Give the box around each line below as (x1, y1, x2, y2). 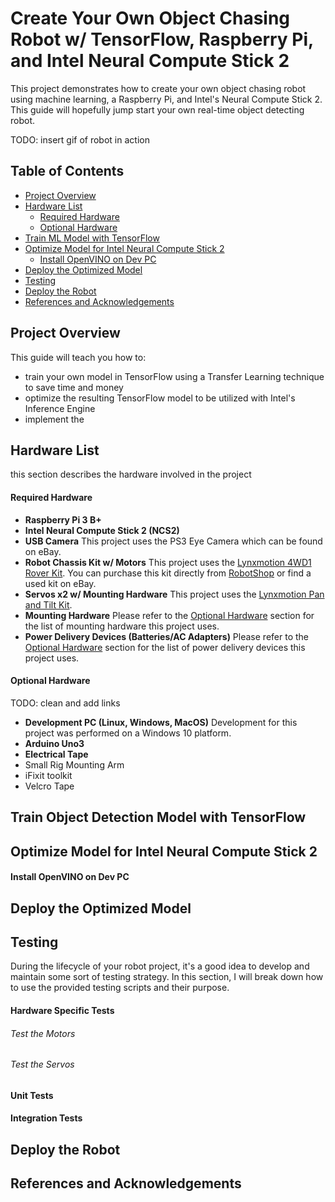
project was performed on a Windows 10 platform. (24, 727, 232, 739)
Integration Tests (10, 1112, 83, 1124)
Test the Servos (10, 1058, 75, 1071)
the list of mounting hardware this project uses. (24, 620, 220, 632)
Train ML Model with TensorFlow (24, 232, 160, 244)
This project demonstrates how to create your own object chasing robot (10, 82, 307, 94)
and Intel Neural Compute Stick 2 (10, 50, 290, 72)
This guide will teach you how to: (10, 351, 147, 363)
